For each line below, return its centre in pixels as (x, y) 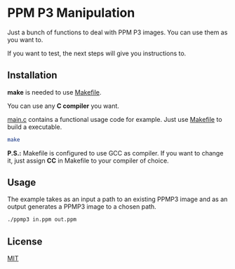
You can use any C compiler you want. (63, 106)
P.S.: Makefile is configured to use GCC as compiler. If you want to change (115, 153)
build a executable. (35, 127)
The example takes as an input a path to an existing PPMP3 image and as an (117, 199)
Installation (32, 75)
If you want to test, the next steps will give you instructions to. (97, 53)
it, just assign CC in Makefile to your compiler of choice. (88, 160)
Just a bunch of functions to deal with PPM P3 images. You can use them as (117, 32)
